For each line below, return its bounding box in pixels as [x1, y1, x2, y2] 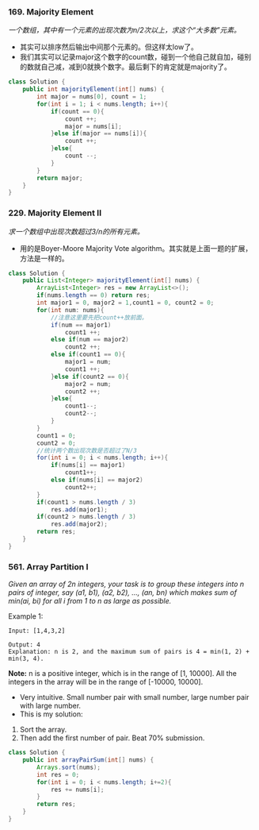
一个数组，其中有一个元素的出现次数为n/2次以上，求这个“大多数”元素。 [8, 25, 242, 35]
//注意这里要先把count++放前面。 [50, 313, 148, 322]
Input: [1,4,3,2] [8, 627, 66, 635]
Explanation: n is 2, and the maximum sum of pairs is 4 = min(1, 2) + [8, 648, 249, 656]
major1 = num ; [64, 358, 112, 366]
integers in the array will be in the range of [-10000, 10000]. [8, 678, 204, 687]
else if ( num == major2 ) [50, 336, 129, 344]
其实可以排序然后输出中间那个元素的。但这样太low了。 [19, 42, 198, 52]
